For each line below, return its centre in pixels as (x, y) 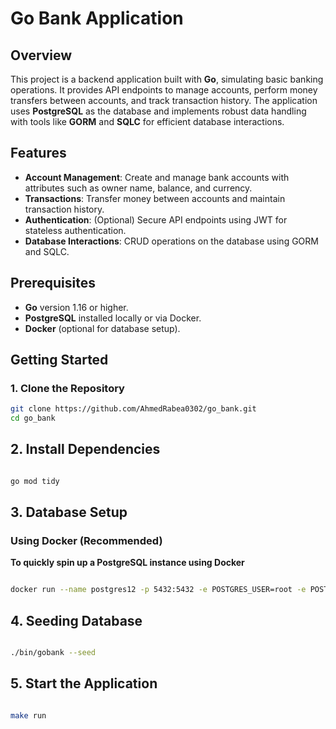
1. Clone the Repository (67, 388)
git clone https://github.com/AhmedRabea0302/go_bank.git (133, 409)
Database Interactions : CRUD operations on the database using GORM (171, 241)
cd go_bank (33, 418)
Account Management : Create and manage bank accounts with (157, 177)
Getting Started (59, 360)
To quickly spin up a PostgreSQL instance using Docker (127, 563)
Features (38, 153)
